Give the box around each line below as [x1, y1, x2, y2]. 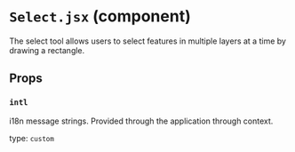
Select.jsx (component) [9, 6, 191, 27]
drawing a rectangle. [9, 44, 85, 55]
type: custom [9, 132, 55, 143]
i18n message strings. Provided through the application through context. [9, 116, 274, 126]
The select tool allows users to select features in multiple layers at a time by [9, 36, 287, 46]
